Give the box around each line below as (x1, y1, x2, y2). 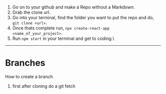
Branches (5, 58, 45, 68)
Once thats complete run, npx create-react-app (12, 25, 110, 31)
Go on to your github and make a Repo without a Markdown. (12, 4, 135, 10)
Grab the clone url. (12, 9, 51, 15)
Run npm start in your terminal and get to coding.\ (12, 35, 115, 41)
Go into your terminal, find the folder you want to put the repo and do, (12, 15, 154, 20)
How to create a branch (5, 73, 53, 79)
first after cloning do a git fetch (12, 83, 76, 89)
